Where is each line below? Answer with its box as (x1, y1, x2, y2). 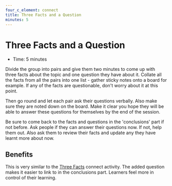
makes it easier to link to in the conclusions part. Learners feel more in (5, 169, 154, 175)
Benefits (5, 150, 33, 159)
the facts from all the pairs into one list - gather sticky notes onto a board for (5, 77, 167, 83)
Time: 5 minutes (12, 56, 47, 62)
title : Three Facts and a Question (5, 12, 82, 17)
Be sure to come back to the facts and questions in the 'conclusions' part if (5, 119, 164, 125)
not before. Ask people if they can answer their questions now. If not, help (5, 124, 162, 131)
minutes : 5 (5, 17, 29, 22)
